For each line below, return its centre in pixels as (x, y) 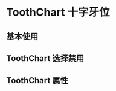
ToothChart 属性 (37, 81)
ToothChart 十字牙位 (58, 12)
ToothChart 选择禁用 (45, 58)
